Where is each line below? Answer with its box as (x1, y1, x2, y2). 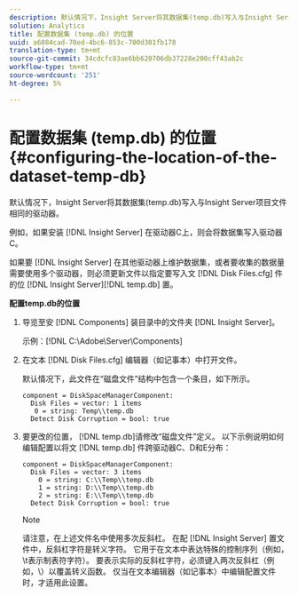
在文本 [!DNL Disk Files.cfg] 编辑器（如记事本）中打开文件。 (21, 354, 242, 365)
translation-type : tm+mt (9, 46, 101, 55)
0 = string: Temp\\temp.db (34, 406, 135, 416)
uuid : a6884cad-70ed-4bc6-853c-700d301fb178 (9, 37, 176, 47)
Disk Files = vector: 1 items (30, 399, 142, 408)
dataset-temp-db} (9, 166, 147, 187)
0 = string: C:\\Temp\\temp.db (38, 475, 154, 484)
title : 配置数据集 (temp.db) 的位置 (9, 29, 134, 38)
